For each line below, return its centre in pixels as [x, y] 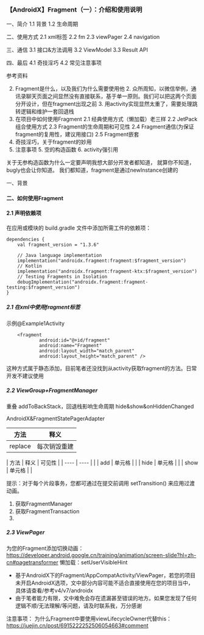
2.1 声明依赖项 [24, 213]
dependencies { [26, 240]
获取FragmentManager [44, 504]
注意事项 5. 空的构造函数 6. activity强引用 [67, 150]
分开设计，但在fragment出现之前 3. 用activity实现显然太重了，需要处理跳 [106, 104]
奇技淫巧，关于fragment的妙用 [53, 142]
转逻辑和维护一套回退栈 [44, 111]
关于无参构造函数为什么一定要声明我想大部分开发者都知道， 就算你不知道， [100, 163]
